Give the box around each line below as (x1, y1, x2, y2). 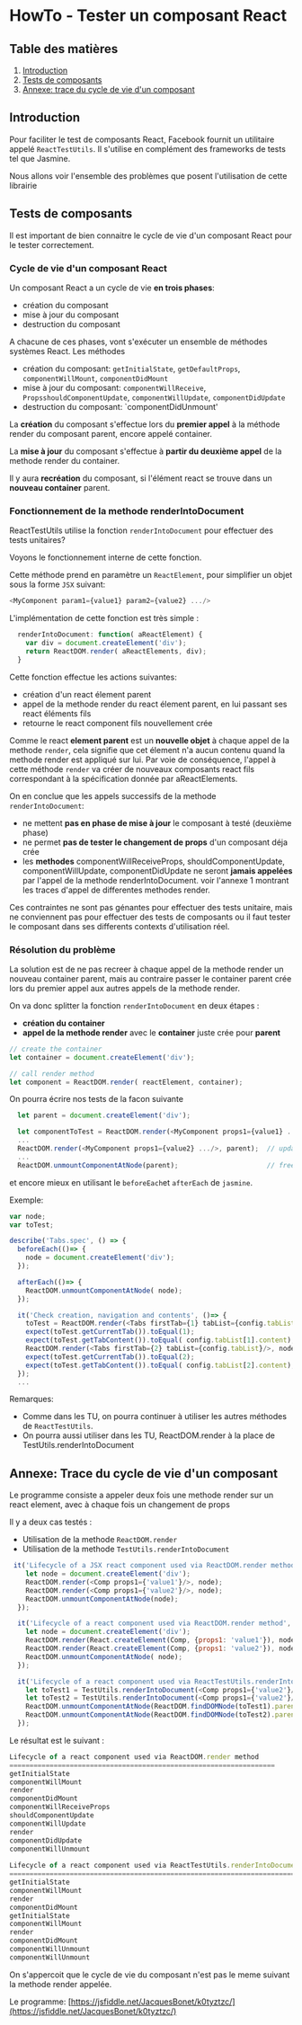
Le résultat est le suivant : (9, 1735, 105, 1745)
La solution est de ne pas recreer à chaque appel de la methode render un (9, 964, 285, 974)
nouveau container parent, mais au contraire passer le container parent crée (9, 973, 292, 984)
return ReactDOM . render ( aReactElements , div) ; (25, 646, 207, 656)
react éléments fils (22, 707, 92, 719)
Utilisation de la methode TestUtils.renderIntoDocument (22, 1543, 230, 1555)
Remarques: (9, 1394, 54, 1405)
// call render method (9, 1069, 94, 1079)
